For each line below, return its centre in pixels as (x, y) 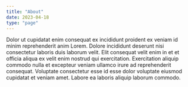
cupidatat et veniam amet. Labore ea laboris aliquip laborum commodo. (93, 77)
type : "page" (22, 23)
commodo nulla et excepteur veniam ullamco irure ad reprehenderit (89, 65)
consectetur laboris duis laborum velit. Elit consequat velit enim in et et (93, 52)
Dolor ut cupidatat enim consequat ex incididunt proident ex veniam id (92, 40)
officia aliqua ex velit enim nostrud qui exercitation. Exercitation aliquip (93, 59)
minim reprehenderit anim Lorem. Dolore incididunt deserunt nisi (85, 46)
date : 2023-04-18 (28, 17)
